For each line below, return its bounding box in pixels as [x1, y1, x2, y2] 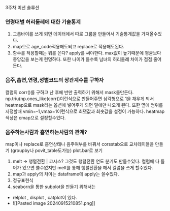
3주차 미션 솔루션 [5, 5, 40, 10]
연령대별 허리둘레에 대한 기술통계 [5, 18, 81, 25]
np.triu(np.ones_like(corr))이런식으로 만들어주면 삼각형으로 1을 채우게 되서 [5, 96, 154, 102]
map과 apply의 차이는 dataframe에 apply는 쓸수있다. [12, 171, 119, 177]
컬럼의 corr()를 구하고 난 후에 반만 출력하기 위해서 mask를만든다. [5, 89, 134, 95]
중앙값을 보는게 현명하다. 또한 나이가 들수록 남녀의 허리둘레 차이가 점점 [12, 56, 152, 63]
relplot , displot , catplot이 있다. [12, 194, 77, 200]
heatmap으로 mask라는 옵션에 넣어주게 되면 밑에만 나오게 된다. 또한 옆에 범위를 [5, 102, 163, 108]
